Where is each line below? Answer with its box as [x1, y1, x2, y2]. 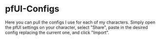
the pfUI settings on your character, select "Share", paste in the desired [5, 24, 148, 30]
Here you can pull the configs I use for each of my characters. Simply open [5, 19, 156, 25]
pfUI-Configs [5, 3, 59, 14]
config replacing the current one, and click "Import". [5, 29, 109, 35]
